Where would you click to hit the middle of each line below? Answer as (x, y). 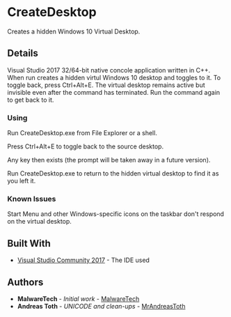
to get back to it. (31, 100)
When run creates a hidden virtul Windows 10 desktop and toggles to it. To (114, 77)
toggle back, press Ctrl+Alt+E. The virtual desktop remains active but (106, 85)
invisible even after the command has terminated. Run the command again (114, 92)
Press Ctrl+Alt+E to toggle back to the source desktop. (86, 146)
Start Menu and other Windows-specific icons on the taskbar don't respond (116, 214)
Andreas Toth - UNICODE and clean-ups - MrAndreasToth (101, 306)
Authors (25, 282)
